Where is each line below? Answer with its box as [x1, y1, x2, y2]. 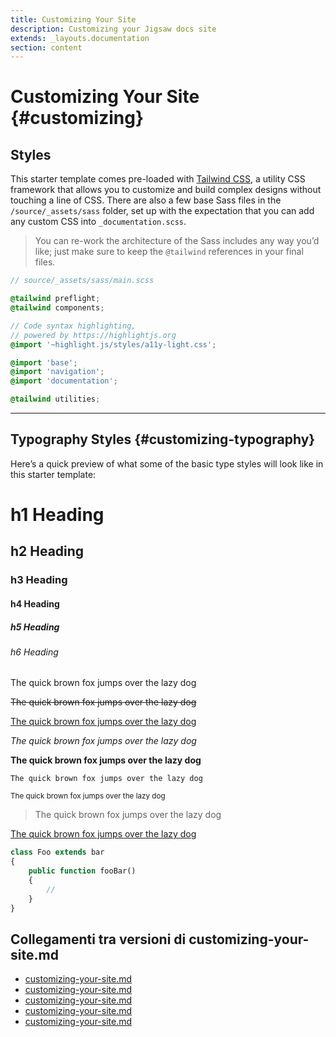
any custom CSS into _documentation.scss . [10, 216, 187, 228]
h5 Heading [10, 621, 60, 633]
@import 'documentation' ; [10, 376, 118, 386]
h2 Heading [10, 543, 85, 560]
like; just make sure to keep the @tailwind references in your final [34, 246, 304, 258]
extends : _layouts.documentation [10, 33, 150, 43]
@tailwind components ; [10, 303, 105, 313]
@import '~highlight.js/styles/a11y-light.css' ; [10, 339, 217, 350]
